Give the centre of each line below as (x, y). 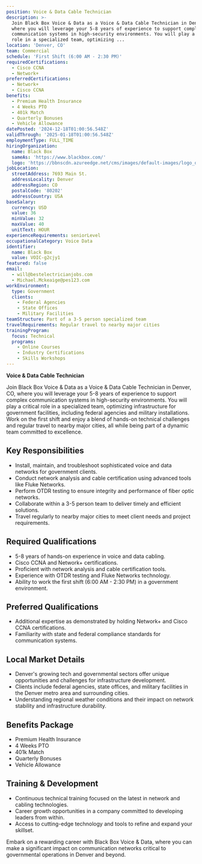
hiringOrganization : (32, 146)
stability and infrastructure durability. (61, 706)
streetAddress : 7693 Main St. (49, 174)
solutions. (27, 510)
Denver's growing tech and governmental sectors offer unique (92, 674)
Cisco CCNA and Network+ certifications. (66, 562)
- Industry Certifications (51, 353)
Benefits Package (40, 725)
